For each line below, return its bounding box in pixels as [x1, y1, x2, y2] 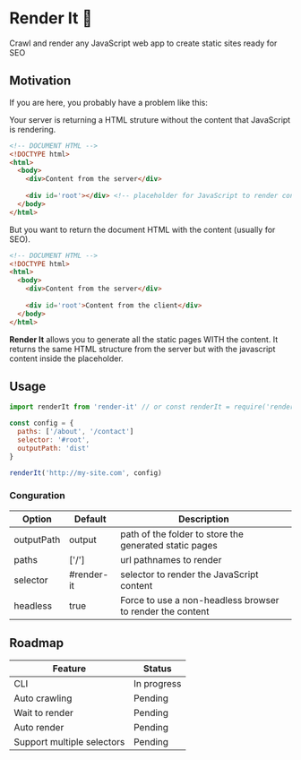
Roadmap [9, 635, 64, 651]
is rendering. [9, 124, 56, 134]
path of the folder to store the [120, 528, 245, 540]
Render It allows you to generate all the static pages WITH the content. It [9, 333, 279, 344]
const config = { [9, 419, 74, 428]
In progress [133, 677, 182, 689]
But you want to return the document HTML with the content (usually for [9, 224, 276, 235]
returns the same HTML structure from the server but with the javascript [9, 343, 276, 354]
